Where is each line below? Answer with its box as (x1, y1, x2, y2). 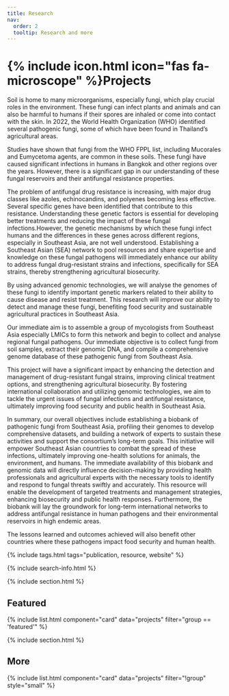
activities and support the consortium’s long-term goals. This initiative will (7, 437, 215, 446)
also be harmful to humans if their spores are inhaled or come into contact (7, 110, 216, 118)
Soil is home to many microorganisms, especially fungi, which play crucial (7, 96, 215, 104)
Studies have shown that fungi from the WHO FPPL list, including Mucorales (7, 145, 221, 154)
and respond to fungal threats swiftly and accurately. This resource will (7, 480, 207, 489)
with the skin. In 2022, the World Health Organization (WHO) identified (7, 118, 206, 126)
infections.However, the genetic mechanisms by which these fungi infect (7, 224, 212, 233)
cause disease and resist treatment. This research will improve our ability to (7, 296, 220, 304)
